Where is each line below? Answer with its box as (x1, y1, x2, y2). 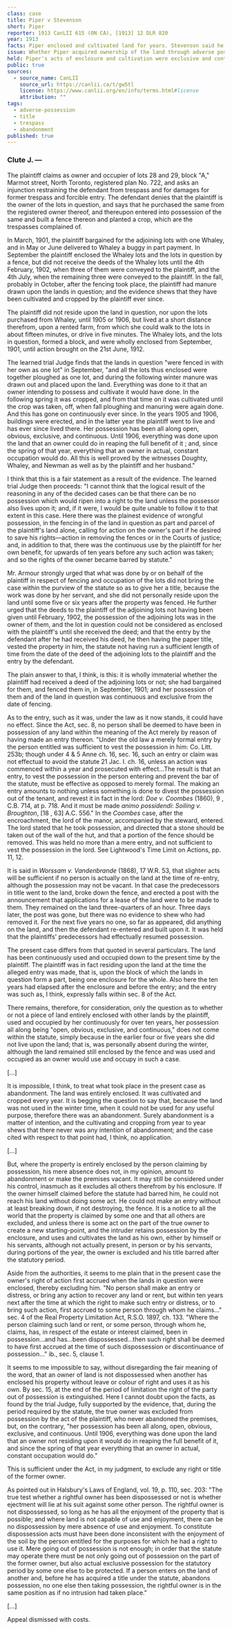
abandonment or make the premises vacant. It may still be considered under (7, 1174, 224, 1183)
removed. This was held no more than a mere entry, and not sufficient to (7, 838, 213, 846)
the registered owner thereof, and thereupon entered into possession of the (7, 208, 222, 216)
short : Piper (7, 23, 45, 30)
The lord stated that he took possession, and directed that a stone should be (7, 823, 224, 832)
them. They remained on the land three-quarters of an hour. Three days (7, 903, 211, 911)
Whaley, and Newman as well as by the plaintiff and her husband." (7, 461, 195, 469)
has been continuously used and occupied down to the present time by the (7, 953, 221, 962)
